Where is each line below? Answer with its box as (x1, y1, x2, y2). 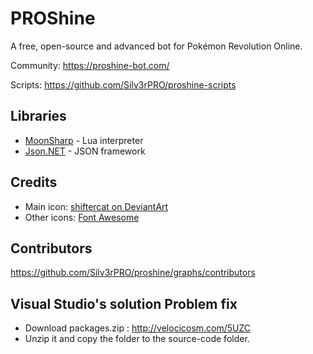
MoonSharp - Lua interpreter (24, 134, 144, 146)
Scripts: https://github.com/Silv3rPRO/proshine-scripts (10, 78, 237, 91)
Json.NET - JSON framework (24, 145, 146, 157)
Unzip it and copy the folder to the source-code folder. (24, 333, 250, 345)
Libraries (10, 108, 67, 125)
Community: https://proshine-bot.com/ (10, 59, 170, 71)
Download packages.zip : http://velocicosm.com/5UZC (24, 322, 252, 334)
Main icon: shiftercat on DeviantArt (24, 200, 169, 212)
